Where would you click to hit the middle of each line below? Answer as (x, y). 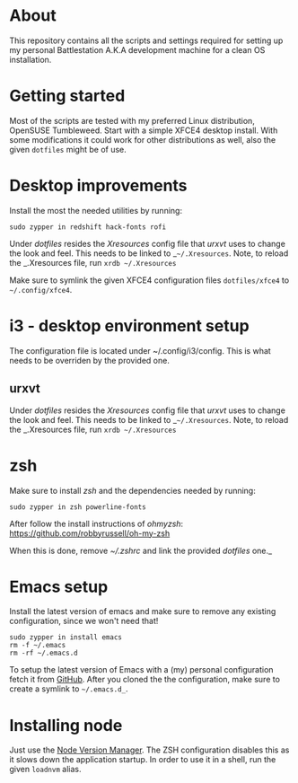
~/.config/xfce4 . (41, 289)
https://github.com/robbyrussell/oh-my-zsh (90, 533)
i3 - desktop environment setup (129, 326)
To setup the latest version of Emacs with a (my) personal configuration (141, 670)
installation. (31, 59)
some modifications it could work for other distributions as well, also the (143, 139)
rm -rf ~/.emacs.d (44, 653)
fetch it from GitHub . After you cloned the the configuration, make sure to (145, 680)
